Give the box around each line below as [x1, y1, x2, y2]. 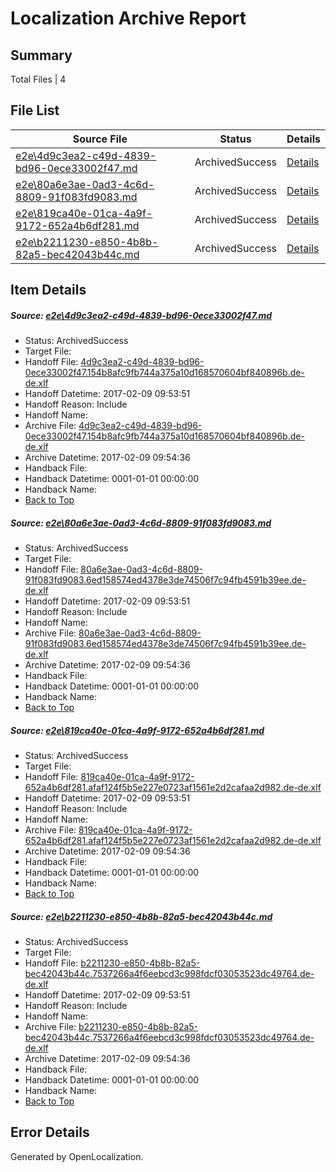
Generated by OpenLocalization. [10, 1150, 144, 1162]
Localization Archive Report [10, 7, 247, 30]
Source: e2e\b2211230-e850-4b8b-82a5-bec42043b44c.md [10, 910, 273, 922]
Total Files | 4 [10, 73, 67, 85]
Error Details [10, 1124, 90, 1141]
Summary [10, 47, 73, 64]
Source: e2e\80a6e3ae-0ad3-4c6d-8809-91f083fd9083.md [10, 517, 272, 529]
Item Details [10, 282, 87, 299]
